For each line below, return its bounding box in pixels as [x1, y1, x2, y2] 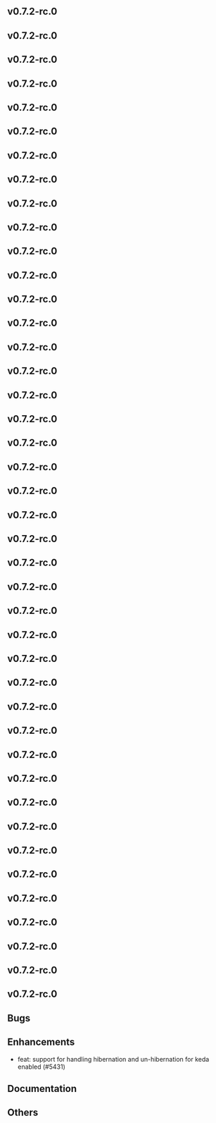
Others [7, 1107, 39, 1119]
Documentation [7, 1083, 77, 1095]
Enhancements [7, 1036, 75, 1048]
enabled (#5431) [17, 1062, 65, 1071]
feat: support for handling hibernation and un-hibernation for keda [17, 1055, 210, 1063]
